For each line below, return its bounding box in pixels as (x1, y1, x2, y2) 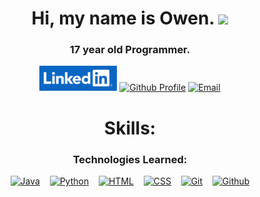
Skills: (103, 117, 157, 139)
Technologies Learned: (72, 152, 188, 166)
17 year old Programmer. (69, 43, 191, 57)
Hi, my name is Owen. (31, 7, 215, 30)
